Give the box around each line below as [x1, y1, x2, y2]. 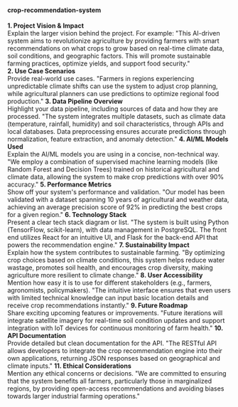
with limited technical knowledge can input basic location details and [7, 294, 209, 302]
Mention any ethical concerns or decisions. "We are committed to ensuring [7, 369, 227, 378]
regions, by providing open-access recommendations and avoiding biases [7, 384, 225, 393]
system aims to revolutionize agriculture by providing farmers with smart [7, 36, 220, 46]
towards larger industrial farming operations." [7, 392, 141, 401]
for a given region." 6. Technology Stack [7, 211, 127, 219]
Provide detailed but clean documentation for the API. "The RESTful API [7, 339, 217, 348]
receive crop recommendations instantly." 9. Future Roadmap [7, 301, 188, 310]
